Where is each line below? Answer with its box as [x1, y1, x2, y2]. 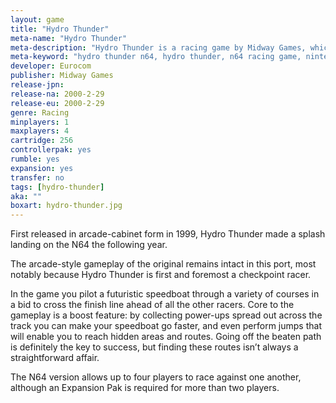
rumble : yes [10, 154, 60, 164]
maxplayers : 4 [10, 126, 70, 136]
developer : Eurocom [10, 61, 92, 71]
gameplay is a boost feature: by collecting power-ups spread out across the [10, 309, 323, 321]
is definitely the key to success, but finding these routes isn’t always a [10, 341, 299, 353]
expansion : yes [10, 163, 74, 173]
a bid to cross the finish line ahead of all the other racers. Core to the [10, 299, 295, 311]
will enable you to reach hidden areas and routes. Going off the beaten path [10, 331, 322, 343]
